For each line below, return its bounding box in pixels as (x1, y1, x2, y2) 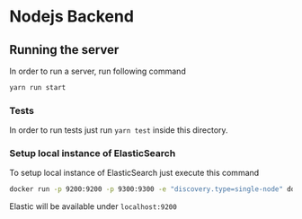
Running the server (9, 42, 120, 57)
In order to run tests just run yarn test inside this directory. (9, 125, 228, 136)
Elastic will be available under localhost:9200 (9, 201, 177, 212)
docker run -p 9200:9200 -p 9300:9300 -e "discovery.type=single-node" (9, 185, 283, 194)
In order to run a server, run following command (9, 66, 186, 76)
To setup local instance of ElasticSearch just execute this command (9, 168, 260, 179)
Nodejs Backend (9, 6, 135, 27)
